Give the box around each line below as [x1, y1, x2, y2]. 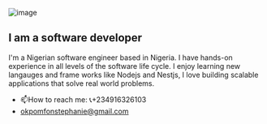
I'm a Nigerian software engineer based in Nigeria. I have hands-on [8, 53, 233, 62]
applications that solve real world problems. [8, 78, 155, 88]
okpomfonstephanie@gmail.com [19, 106, 129, 116]
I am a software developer [8, 31, 143, 45]
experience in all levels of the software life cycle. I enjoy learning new [8, 61, 241, 71]
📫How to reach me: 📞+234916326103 [19, 94, 147, 105]
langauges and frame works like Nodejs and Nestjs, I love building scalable [8, 70, 259, 79]
